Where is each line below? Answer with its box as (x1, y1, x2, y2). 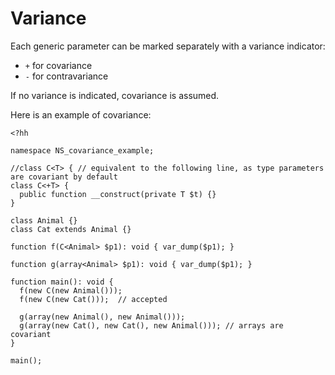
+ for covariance (24, 59, 93, 71)
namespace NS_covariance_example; (10, 145, 155, 156)
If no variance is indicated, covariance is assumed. (10, 89, 220, 101)
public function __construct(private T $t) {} (19, 189, 217, 199)
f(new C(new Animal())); (19, 285, 123, 296)
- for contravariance (24, 70, 109, 82)
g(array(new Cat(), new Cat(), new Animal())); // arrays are (19, 320, 284, 331)
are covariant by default (10, 172, 118, 182)
